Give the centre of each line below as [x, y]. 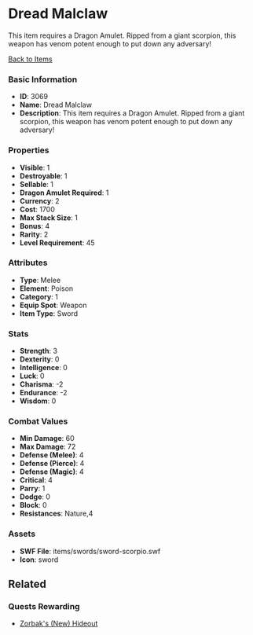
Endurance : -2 [43, 393]
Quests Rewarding [44, 607]
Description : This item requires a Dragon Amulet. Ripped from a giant [132, 113]
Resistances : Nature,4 [56, 514]
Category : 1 [39, 296]
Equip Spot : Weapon [53, 305]
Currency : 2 [40, 200]
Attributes [28, 262]
